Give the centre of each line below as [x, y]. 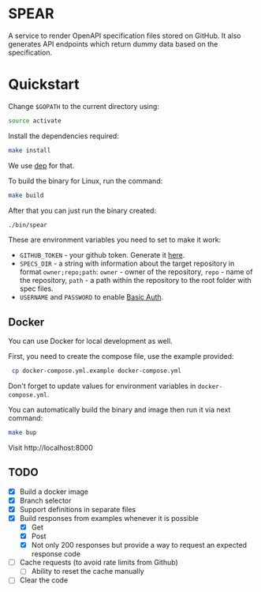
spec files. [36, 288]
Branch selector [45, 500]
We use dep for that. [41, 165]
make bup [22, 433]
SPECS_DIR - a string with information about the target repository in [127, 264]
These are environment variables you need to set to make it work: [115, 240]
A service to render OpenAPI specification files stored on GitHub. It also [125, 36]
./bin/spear [28, 225]
